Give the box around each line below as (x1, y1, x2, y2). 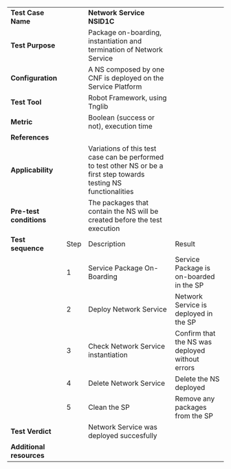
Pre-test (10, 206, 40, 216)
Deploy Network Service (88, 305, 167, 314)
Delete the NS (175, 374, 220, 384)
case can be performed (88, 153, 164, 162)
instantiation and (88, 36, 142, 45)
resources (10, 450, 45, 460)
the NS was (175, 337, 212, 347)
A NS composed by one (88, 65, 165, 74)
